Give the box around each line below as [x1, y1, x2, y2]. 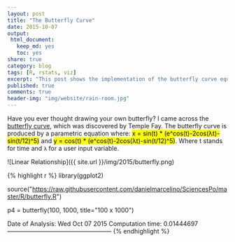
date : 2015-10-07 [7, 23, 58, 30]
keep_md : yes [16, 43, 55, 50]
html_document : [10, 36, 55, 43]
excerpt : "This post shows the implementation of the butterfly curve [7, 75, 218, 83]
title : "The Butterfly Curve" [7, 17, 96, 24]
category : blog [7, 62, 52, 69]
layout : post [7, 10, 45, 18]
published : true [7, 82, 55, 89]
